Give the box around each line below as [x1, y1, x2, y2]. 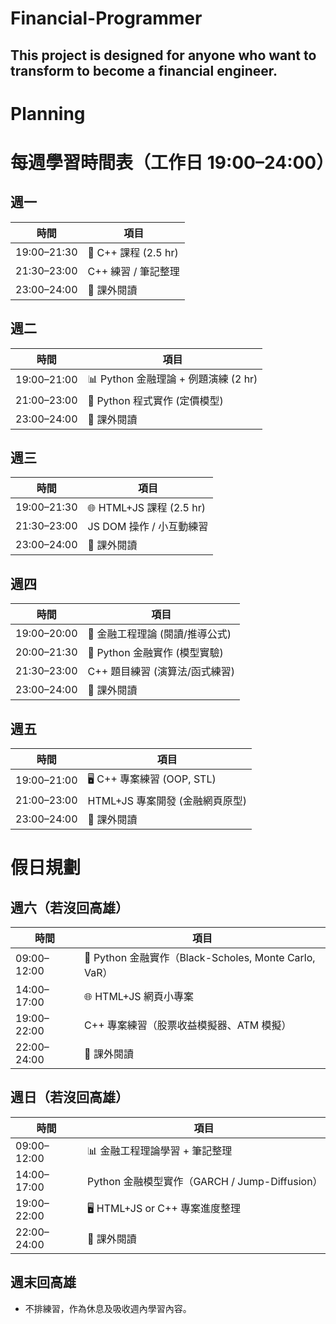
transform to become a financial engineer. [10, 62, 278, 79]
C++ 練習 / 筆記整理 [87, 264, 180, 278]
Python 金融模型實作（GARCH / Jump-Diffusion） [87, 1174, 323, 1188]
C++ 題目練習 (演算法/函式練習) [87, 665, 235, 679]
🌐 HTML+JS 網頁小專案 [84, 990, 194, 1004]
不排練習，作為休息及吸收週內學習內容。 [24, 1302, 192, 1314]
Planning [10, 102, 86, 125]
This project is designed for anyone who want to [10, 47, 317, 64]
